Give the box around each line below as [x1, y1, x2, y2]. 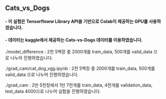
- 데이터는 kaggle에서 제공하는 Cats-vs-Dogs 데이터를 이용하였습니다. [5, 37, 143, 43]
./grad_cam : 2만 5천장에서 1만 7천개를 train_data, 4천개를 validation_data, [5, 82, 153, 88]
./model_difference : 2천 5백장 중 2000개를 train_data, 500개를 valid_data [5, 49, 153, 55]
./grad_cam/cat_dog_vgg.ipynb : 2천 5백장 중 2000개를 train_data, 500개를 [5, 65, 155, 71]
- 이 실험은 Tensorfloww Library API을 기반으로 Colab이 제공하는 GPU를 [5, 18, 148, 24]
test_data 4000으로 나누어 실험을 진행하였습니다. [5, 89, 101, 95]
